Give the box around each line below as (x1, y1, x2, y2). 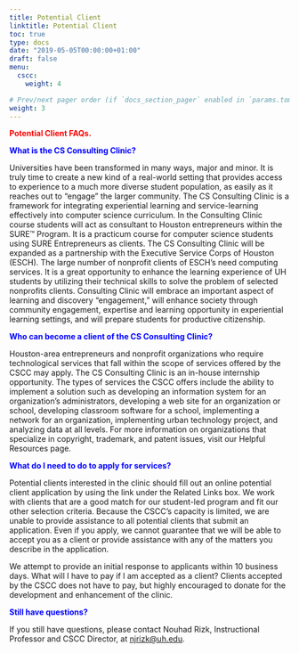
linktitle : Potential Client (9, 21, 117, 30)
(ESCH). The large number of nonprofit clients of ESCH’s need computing (9, 257, 279, 268)
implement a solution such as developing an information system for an (9, 387, 267, 397)
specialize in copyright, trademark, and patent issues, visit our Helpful (9, 434, 266, 445)
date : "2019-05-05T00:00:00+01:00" (9, 46, 141, 55)
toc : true (9, 29, 46, 38)
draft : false (9, 54, 58, 63)
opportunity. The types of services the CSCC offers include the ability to (9, 377, 274, 388)
